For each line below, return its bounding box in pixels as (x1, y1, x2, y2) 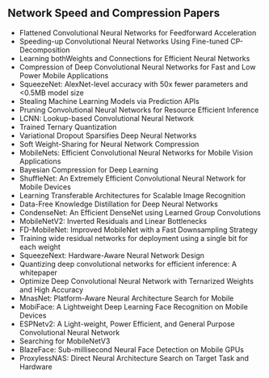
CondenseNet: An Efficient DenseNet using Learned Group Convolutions (19, 207, 262, 217)
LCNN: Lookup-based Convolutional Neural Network (19, 113, 195, 123)
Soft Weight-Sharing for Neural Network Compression (19, 139, 200, 148)
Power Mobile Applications (19, 70, 109, 80)
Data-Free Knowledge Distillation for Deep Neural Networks (19, 199, 219, 209)
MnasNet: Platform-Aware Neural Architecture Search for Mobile (19, 293, 234, 303)
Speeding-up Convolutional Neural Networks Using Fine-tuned (19, 36, 229, 46)
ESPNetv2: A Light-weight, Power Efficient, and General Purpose (19, 318, 235, 329)
